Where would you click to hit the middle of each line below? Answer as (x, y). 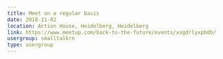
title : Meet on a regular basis (53, 13)
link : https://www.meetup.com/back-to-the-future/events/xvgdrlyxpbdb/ (111, 32)
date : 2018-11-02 (32, 20)
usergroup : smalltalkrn (41, 39)
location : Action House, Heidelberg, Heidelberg (78, 26)
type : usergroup (30, 45)
